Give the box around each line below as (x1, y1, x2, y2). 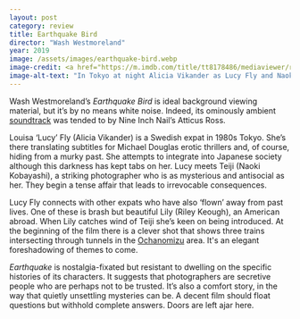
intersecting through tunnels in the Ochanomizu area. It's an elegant (9, 234, 260, 246)
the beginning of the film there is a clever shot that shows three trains (9, 225, 265, 236)
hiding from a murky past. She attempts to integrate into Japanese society (9, 151, 283, 162)
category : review (9, 21, 74, 30)
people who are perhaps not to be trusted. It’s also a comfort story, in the (9, 281, 279, 291)
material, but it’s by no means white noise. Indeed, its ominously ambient (9, 105, 277, 116)
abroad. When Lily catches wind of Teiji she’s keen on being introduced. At (9, 215, 284, 226)
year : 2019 (9, 46, 50, 55)
